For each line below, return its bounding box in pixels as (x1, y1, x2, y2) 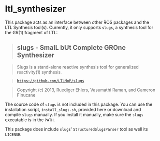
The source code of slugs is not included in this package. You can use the (5, 101, 153, 107)
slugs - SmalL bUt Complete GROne (16, 43, 126, 52)
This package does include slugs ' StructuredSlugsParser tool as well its (5, 126, 148, 132)
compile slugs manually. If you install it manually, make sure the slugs (5, 112, 144, 117)
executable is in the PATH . (5, 117, 55, 123)
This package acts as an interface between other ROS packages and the (5, 19, 149, 25)
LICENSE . (5, 131, 22, 137)
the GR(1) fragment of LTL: (5, 29, 58, 35)
